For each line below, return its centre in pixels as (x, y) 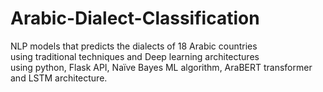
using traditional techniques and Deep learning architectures (135, 56)
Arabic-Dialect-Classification (135, 18)
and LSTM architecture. (59, 78)
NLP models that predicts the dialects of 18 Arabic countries (134, 46)
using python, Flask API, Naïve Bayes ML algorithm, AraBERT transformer (161, 67)
